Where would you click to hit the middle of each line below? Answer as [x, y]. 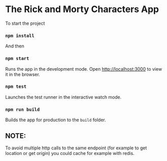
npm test [16, 87]
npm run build [22, 109]
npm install [20, 36]
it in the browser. [23, 74]
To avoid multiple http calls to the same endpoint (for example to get [76, 148]
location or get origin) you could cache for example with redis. [70, 153]
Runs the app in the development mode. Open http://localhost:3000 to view [84, 69]
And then [15, 46]
